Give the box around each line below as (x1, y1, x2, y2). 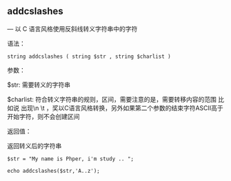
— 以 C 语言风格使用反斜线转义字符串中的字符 (7, 24, 138, 33)
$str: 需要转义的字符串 (7, 81, 71, 89)
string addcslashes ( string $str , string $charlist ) (7, 53, 171, 60)
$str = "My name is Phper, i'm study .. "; (7, 155, 134, 162)
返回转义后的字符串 (7, 141, 62, 150)
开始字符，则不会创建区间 (7, 112, 80, 120)
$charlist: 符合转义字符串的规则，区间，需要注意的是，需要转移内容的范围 (7, 95, 217, 103)
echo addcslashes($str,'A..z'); (7, 167, 100, 174)
